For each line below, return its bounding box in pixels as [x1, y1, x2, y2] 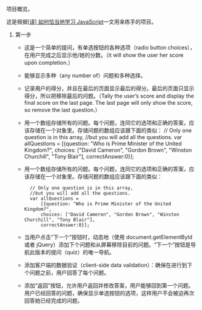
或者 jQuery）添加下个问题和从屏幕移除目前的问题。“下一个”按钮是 [24, 241, 191, 248]
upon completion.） [24, 59, 74, 66]
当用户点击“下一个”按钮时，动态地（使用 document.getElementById [24, 234, 193, 240]
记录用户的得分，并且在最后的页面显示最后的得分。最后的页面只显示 [24, 85, 195, 92]
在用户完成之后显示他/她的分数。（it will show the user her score [24, 51, 184, 59]
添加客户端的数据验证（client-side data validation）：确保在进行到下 [24, 262, 193, 268]
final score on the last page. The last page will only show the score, [24, 99, 193, 106]
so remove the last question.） [24, 107, 101, 113]
